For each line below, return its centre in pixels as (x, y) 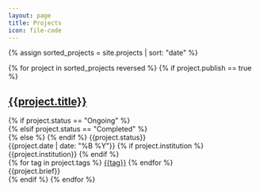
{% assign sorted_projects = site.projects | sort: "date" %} (103, 53)
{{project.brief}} (34, 171)
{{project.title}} (48, 101)
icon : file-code (35, 30)
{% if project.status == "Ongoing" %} (69, 120)
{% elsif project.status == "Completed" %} (78, 129)
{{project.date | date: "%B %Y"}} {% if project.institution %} (106, 146)
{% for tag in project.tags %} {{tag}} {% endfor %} (91, 162)
